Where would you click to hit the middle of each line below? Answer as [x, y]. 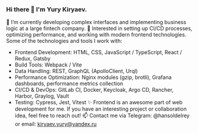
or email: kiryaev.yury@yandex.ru [56, 124]
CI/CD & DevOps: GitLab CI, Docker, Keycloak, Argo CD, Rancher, [94, 90]
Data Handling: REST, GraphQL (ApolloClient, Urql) [76, 71]
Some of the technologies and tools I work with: [64, 41]
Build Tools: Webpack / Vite [48, 65]
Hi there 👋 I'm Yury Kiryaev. [47, 9]
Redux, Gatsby [33, 59]
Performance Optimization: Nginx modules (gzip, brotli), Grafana [93, 77]
